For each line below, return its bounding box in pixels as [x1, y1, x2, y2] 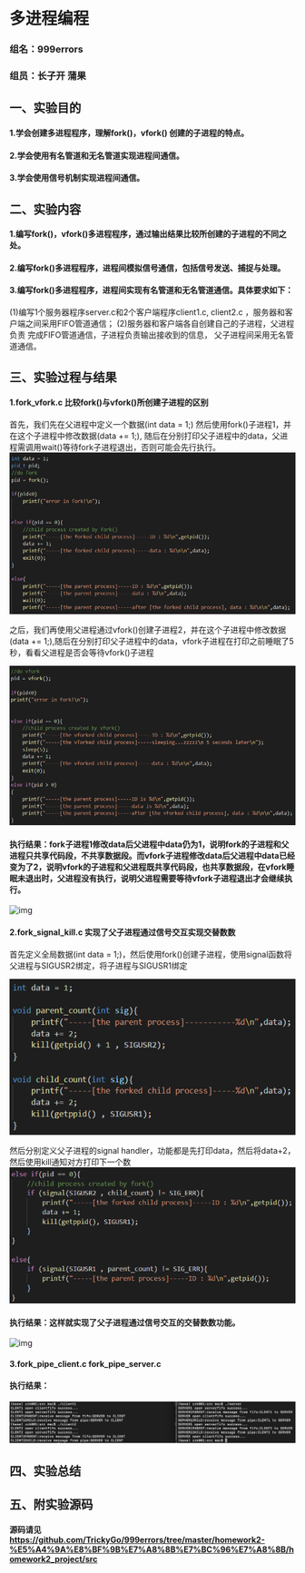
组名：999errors [9, 43, 84, 55]
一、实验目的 [9, 101, 82, 116]
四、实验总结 [9, 1463, 82, 1479]
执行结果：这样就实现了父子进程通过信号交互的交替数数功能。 [9, 1317, 241, 1328]
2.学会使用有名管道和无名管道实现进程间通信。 [9, 150, 184, 161]
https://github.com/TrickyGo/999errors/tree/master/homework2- [9, 1534, 265, 1545]
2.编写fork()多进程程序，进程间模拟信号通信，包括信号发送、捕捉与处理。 [9, 262, 286, 273]
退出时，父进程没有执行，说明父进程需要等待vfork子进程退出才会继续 [25, 872, 285, 883]
